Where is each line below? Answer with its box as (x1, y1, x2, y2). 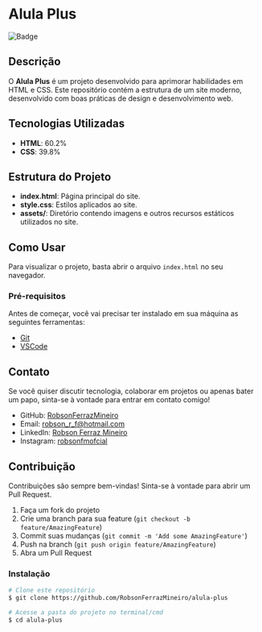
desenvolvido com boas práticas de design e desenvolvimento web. (8, 94, 234, 103)
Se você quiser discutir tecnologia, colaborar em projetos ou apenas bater (8, 386, 254, 396)
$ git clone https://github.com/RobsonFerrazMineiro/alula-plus (8, 594, 228, 602)
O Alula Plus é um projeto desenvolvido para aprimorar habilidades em (8, 76, 244, 85)
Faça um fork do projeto (19, 505, 100, 515)
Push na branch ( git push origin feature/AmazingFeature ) (19, 539, 217, 549)
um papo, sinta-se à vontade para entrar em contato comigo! (8, 395, 211, 405)
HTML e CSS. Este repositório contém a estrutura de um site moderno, (8, 85, 243, 94)
